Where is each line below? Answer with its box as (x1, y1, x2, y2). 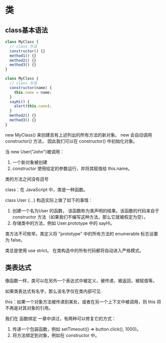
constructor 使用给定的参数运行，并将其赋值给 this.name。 (12, 165, 133, 171)
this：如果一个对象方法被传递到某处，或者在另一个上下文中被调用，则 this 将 (5, 299, 162, 305)
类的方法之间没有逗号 (5, 176, 49, 182)
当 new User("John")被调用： (5, 149, 64, 155)
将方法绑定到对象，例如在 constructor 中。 (12, 332, 100, 338)
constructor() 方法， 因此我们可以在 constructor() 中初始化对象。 (5, 138, 138, 144)
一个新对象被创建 (12, 159, 48, 165)
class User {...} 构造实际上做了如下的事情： (5, 197, 93, 203)
